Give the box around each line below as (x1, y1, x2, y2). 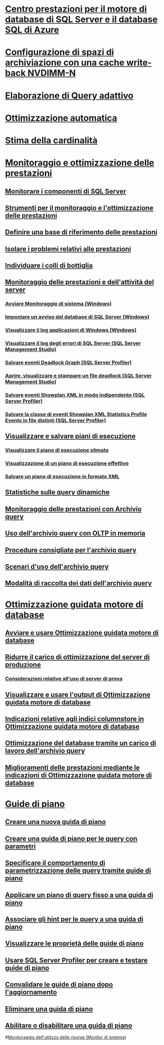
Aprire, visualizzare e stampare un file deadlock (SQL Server (5, 373, 152, 379)
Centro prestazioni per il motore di (5, 3, 147, 15)
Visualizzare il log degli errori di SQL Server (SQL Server (5, 340, 141, 347)
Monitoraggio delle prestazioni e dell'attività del (5, 278, 154, 286)
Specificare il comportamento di (5, 859, 105, 867)
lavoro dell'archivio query (5, 746, 85, 755)
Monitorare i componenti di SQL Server (5, 187, 126, 196)
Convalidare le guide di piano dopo (5, 980, 114, 989)
